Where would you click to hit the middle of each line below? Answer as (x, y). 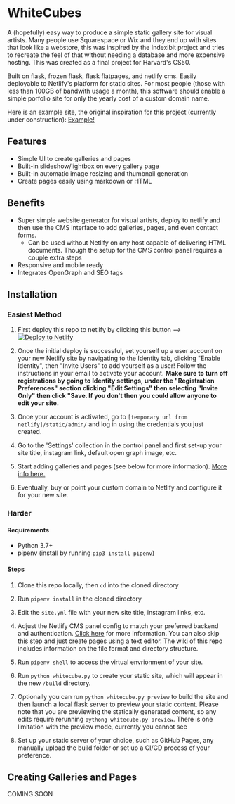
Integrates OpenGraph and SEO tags (70, 272)
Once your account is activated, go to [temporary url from (102, 417)
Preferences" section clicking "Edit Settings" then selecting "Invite (118, 388)
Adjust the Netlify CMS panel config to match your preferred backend (118, 626)
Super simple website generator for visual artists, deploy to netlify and (119, 220)
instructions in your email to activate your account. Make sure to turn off (122, 374)
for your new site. (43, 495)
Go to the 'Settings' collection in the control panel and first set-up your (120, 445)
